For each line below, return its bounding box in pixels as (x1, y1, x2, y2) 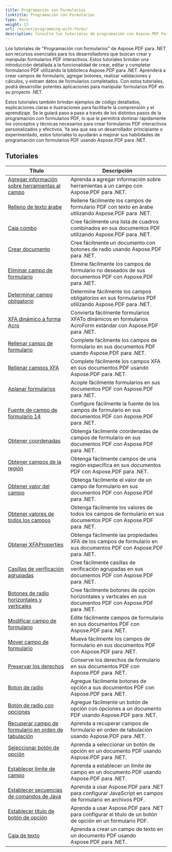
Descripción (102, 167, 133, 174)
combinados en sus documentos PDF (70, 224, 160, 231)
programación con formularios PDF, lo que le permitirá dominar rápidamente (5, 115, 166, 121)
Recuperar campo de (8, 720, 59, 727)
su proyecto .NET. (5, 89, 44, 95)
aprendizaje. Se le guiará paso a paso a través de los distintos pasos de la (5, 110, 161, 116)
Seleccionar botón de (8, 744, 60, 751)
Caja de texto (8, 831, 40, 839)
